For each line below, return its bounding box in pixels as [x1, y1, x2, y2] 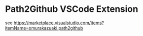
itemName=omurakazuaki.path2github [5, 25, 83, 31]
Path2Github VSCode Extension [5, 3, 139, 15]
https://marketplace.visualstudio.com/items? [13, 20, 105, 26]
